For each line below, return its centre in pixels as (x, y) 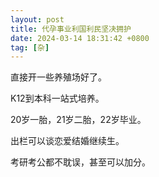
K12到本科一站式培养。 (57, 98)
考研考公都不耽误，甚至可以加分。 (80, 162)
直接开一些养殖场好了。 (58, 77)
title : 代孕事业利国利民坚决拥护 (71, 29)
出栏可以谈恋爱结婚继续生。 (67, 141)
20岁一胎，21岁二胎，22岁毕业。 (78, 120)
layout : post (37, 19)
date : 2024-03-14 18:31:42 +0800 (80, 38)
